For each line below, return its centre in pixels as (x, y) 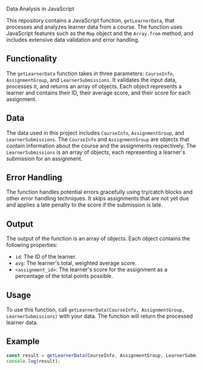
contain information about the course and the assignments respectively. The (101, 145)
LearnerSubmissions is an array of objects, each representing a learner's (96, 152)
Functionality (32, 59)
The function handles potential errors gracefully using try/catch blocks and (100, 192)
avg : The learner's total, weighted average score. (76, 263)
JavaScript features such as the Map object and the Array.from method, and (100, 33)
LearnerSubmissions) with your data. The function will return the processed (100, 316)
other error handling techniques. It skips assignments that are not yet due (98, 199)
